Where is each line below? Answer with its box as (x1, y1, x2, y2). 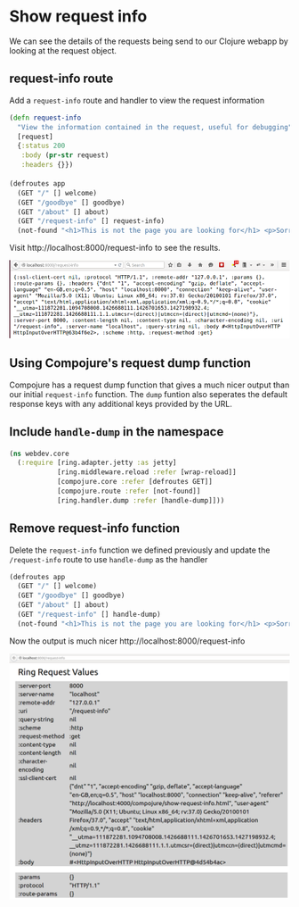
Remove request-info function (9, 520, 181, 537)
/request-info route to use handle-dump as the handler (9, 553, 208, 564)
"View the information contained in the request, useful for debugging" (17, 122, 293, 131)
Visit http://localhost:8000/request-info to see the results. (9, 243, 221, 254)
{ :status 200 (17, 141, 66, 151)
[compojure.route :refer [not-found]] (56, 487, 201, 496)
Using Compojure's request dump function (9, 355, 252, 371)
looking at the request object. (9, 45, 117, 55)
